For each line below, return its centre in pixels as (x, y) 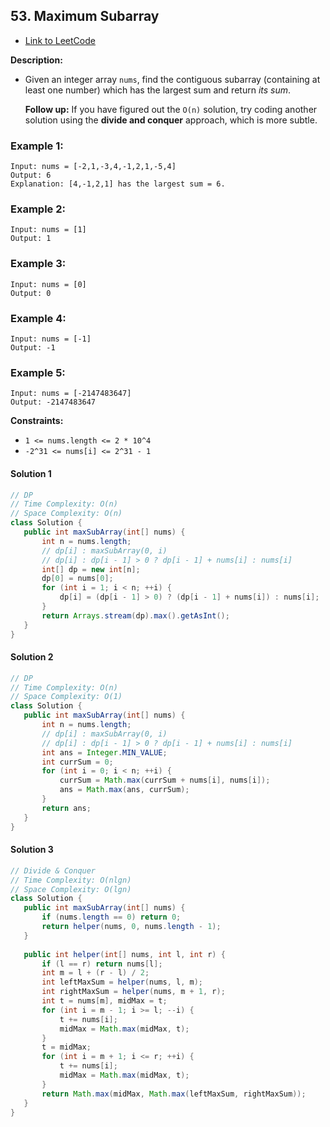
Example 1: (37, 146)
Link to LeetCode (60, 40)
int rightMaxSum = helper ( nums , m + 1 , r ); (133, 992)
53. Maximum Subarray (85, 16)
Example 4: (38, 318)
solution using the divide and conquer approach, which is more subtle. (171, 120)
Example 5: (38, 372)
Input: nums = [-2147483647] (71, 394)
